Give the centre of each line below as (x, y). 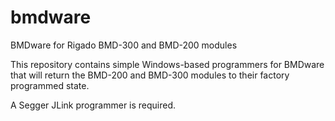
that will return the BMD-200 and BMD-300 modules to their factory (150, 75)
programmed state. (50, 85)
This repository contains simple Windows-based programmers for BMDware (167, 64)
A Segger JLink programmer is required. (93, 105)
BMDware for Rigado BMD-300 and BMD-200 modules (124, 45)
